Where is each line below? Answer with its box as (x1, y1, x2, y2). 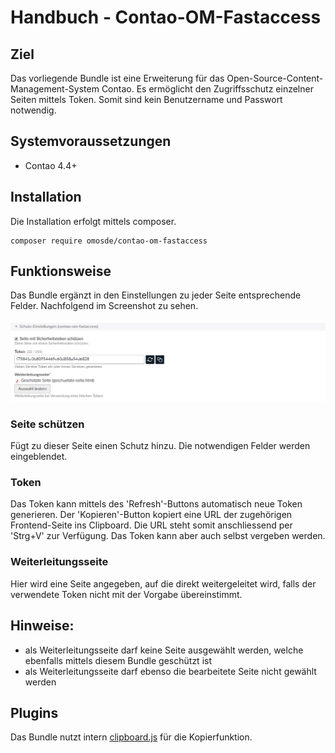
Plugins (10, 704, 59, 721)
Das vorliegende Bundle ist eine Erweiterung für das (10, 72, 225, 84)
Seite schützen (10, 417, 85, 431)
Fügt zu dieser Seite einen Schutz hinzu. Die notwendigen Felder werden (10, 440, 311, 452)
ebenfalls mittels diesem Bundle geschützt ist (24, 654, 212, 666)
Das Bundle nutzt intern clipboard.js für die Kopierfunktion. (10, 731, 253, 743)
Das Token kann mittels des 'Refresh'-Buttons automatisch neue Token (10, 498, 303, 510)
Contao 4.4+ (24, 159, 78, 171)
